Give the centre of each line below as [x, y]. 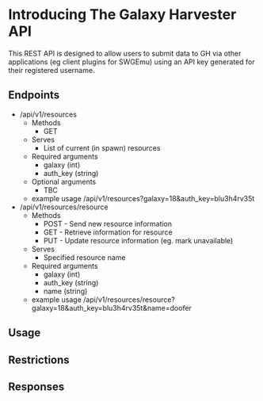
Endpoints [34, 95]
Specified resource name [84, 257]
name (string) [65, 291]
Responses [36, 386]
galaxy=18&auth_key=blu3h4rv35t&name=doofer [112, 307]
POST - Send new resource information [108, 223]
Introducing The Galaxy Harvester [122, 15]
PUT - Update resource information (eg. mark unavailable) [138, 240]
